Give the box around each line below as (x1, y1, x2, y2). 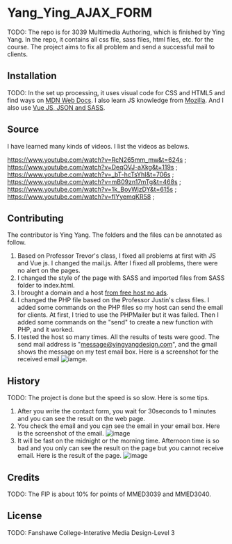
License (7, 510, 42, 522)
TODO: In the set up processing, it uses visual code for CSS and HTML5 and (7, 88, 226, 97)
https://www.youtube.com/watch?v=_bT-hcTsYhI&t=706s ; (7, 170, 174, 179)
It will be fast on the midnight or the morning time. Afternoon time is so (17, 436, 220, 445)
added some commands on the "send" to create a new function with (17, 318, 213, 327)
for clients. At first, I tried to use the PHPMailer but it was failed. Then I (17, 311, 219, 319)
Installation (7, 70, 57, 82)
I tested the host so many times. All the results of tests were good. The (17, 333, 220, 341)
